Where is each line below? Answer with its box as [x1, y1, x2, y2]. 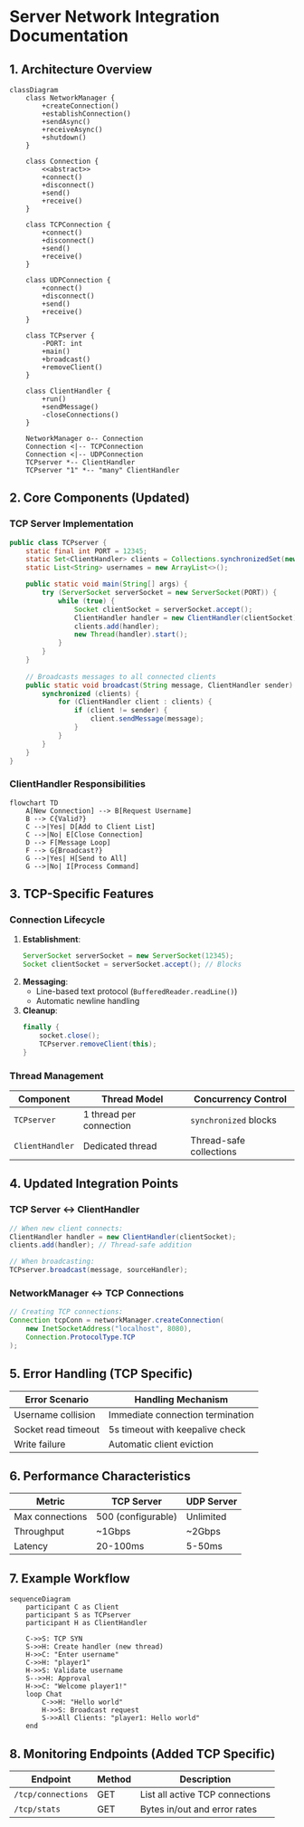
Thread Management [9, 1069, 104, 1082]
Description [179, 1773, 232, 1785]
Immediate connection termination [108, 1408, 255, 1420]
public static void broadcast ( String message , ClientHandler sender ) [25, 681, 294, 690]
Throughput [14, 1526, 65, 1538]
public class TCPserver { [9, 538, 107, 547]
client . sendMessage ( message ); [90, 714, 204, 723]
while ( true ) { [57, 596, 116, 606]
